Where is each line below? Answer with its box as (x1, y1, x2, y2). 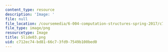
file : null (5, 16, 28, 21)
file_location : (5, 21, 37, 26)
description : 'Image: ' (5, 12, 55, 17)
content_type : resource (5, 7, 55, 12)
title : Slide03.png (5, 35, 46, 40)
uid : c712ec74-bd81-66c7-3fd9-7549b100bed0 (5, 40, 97, 45)
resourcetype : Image (5, 30, 48, 35)
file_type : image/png (5, 26, 50, 31)
